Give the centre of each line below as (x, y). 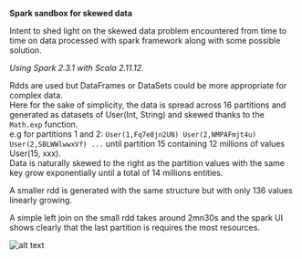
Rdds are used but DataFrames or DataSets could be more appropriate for (148, 85)
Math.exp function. (44, 124)
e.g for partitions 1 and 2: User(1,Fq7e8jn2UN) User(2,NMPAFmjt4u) (133, 134)
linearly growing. (41, 200)
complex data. (36, 95)
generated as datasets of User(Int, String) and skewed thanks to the (137, 114)
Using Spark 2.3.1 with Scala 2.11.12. (77, 68)
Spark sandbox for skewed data (71, 13)
